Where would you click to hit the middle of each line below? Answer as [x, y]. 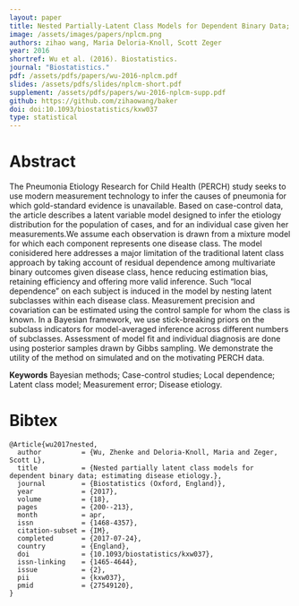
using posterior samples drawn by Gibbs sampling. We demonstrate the [141, 348]
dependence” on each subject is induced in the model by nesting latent [141, 291]
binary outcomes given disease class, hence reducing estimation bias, [139, 272]
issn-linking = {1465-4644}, [78, 562]
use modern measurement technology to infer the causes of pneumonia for [148, 196]
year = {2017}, [68, 491]
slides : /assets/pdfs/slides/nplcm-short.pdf [95, 84]
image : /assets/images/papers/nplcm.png [86, 34]
